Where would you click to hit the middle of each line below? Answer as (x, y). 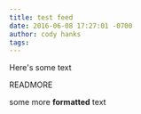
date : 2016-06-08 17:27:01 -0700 (71, 26)
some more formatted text (58, 102)
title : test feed (41, 17)
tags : (19, 42)
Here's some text (41, 68)
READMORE (31, 85)
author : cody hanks (45, 34)
